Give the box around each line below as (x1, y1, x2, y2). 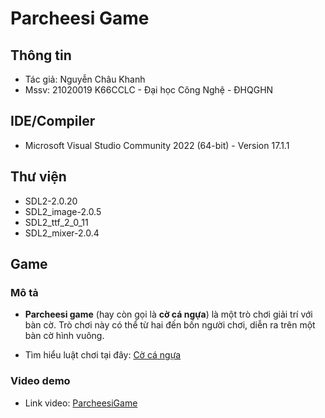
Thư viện (10, 168, 67, 186)
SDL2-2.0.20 (24, 195, 78, 207)
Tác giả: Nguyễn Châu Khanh (24, 73, 146, 85)
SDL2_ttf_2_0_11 (24, 216, 89, 228)
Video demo (10, 374, 71, 388)
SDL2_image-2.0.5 (24, 205, 102, 217)
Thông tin (10, 47, 72, 64)
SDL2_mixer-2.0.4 (24, 227, 100, 239)
